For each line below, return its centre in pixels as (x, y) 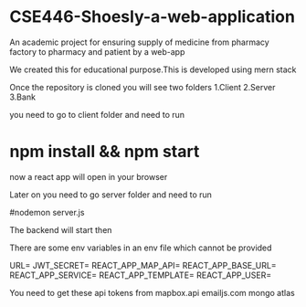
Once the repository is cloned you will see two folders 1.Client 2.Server (142, 87)
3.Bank (23, 97)
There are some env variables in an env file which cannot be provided (141, 248)
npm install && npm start (105, 152)
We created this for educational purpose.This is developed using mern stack (153, 69)
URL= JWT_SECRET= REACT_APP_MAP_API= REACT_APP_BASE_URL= (143, 265)
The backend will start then (61, 229)
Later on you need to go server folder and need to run (111, 195)
